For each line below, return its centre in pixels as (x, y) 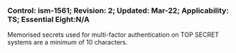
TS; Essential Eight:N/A (49, 19)
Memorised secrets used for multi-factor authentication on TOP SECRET (113, 35)
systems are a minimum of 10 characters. (68, 42)
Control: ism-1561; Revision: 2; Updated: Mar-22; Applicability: (118, 11)
